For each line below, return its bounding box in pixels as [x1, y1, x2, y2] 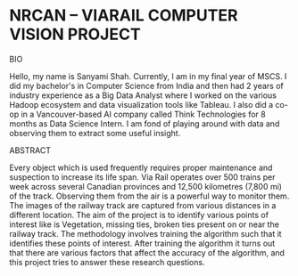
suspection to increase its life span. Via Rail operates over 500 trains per [9, 171, 276, 183]
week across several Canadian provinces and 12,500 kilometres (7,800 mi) [9, 181, 283, 191]
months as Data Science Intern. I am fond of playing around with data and [9, 118, 280, 129]
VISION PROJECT [9, 24, 141, 45]
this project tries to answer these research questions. [9, 256, 205, 267]
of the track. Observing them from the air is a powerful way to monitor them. [9, 191, 290, 201]
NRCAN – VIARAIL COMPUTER [9, 5, 238, 26]
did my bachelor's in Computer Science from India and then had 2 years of [9, 80, 284, 91]
